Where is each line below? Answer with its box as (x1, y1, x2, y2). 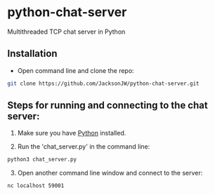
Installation (7, 48, 58, 60)
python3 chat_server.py (7, 156, 77, 163)
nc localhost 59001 (7, 182, 65, 189)
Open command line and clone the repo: (17, 66, 135, 74)
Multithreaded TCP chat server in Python (7, 27, 126, 36)
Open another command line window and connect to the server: (17, 169, 203, 177)
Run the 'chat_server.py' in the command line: (17, 142, 150, 151)
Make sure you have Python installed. (17, 129, 126, 137)
